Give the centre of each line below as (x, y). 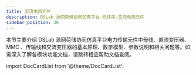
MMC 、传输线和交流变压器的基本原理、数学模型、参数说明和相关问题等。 (96, 47)
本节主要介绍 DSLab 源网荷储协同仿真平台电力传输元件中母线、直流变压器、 (98, 40)
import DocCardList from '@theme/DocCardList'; (65, 66)
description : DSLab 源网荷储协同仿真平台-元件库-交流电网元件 (75, 17)
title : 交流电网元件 (28, 11)
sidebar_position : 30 (33, 22)
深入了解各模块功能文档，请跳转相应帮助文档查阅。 (73, 54)
